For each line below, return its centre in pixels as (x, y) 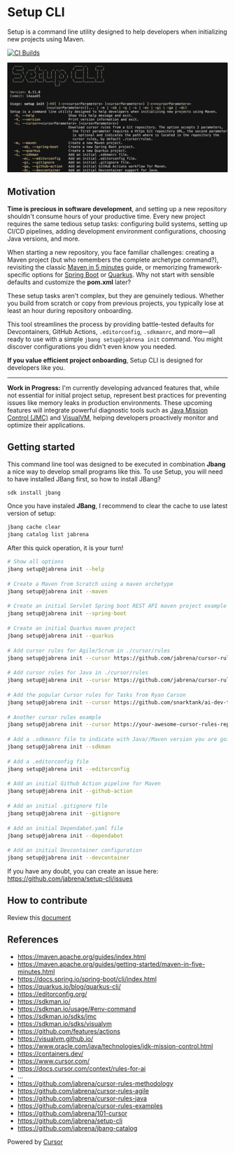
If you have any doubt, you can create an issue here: (83, 872)
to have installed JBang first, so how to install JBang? (84, 479)
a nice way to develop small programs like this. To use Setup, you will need (115, 472)
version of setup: (31, 514)
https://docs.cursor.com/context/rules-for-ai (81, 1068)
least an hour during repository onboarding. (70, 310)
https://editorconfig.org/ (52, 994)
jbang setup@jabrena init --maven (58, 591)
